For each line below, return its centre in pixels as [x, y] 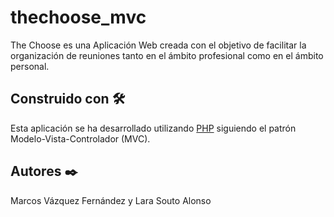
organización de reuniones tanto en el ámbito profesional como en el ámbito [167, 55]
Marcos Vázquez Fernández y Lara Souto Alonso [111, 200]
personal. [30, 66]
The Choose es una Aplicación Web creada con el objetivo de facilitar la [158, 45]
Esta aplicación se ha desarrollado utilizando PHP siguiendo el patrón [153, 128]
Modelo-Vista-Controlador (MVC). [80, 138]
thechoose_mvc [78, 17]
